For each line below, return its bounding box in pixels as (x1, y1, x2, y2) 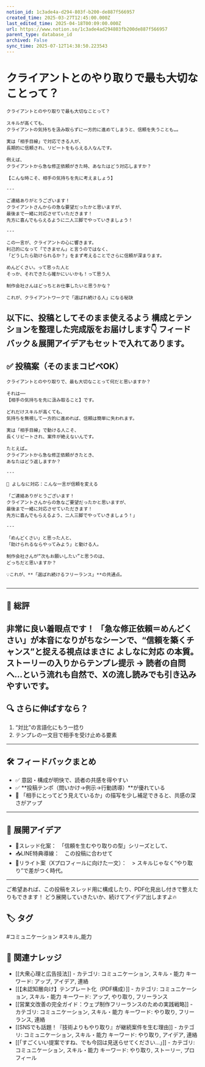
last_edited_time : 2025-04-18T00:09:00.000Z (6, 20, 121, 26)
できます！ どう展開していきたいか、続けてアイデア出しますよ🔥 (16, 893, 177, 901)
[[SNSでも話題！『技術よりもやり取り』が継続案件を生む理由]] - (15, 1023, 177, 1030)
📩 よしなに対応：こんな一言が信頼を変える (6, 481, 98, 488)
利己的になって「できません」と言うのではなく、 (6, 246, 111, 252)
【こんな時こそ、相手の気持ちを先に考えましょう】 (6, 175, 116, 181)
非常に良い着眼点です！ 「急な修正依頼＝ (6, 623, 160, 634)
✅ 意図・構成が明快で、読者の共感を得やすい (15, 777, 129, 784)
